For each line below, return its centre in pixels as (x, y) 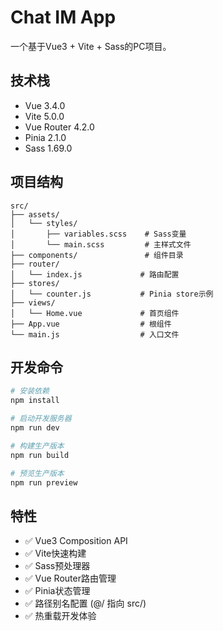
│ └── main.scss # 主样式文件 (101, 244)
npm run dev (35, 428)
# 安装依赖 (30, 391)
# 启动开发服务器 (41, 419)
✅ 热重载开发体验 (60, 616)
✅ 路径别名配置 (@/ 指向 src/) (85, 603)
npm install (35, 401)
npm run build (40, 455)
